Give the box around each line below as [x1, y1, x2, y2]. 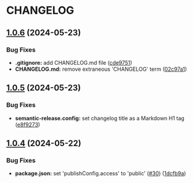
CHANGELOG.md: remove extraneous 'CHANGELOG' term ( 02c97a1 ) [14, 65, 187, 73]
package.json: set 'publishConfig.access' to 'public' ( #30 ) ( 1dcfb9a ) [14, 170, 186, 177]
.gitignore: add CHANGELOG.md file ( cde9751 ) [14, 59, 133, 66]
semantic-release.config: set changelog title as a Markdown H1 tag [14, 115, 185, 122]
